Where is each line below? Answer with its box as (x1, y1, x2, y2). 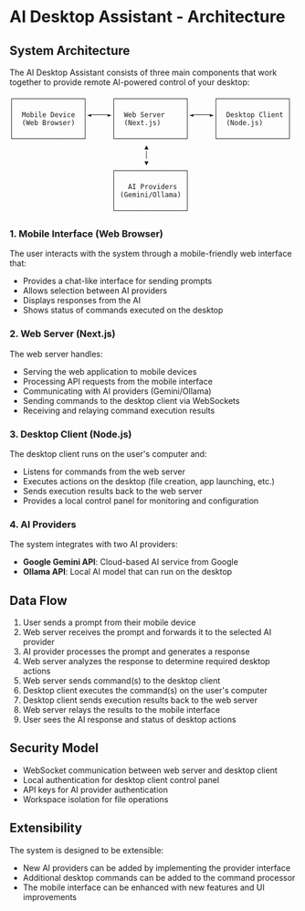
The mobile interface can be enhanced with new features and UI (22, 882, 265, 893)
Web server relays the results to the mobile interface (22, 704, 221, 715)
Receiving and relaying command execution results (22, 405, 216, 416)
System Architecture (9, 43, 131, 58)
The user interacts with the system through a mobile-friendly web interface (9, 249, 292, 260)
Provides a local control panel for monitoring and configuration (22, 495, 259, 506)
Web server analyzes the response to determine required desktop (22, 656, 271, 666)
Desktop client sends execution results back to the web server (22, 694, 258, 705)
